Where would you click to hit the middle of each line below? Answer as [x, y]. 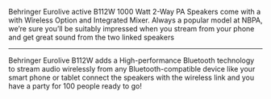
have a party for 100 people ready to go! [75, 86]
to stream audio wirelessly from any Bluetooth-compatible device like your [132, 69]
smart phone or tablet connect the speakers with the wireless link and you [131, 77]
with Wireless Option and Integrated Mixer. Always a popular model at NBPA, [135, 20]
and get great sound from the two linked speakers [92, 37]
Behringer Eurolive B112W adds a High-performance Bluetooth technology [131, 60]
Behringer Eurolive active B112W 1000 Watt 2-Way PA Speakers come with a [135, 12]
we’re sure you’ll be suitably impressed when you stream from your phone [131, 29]
